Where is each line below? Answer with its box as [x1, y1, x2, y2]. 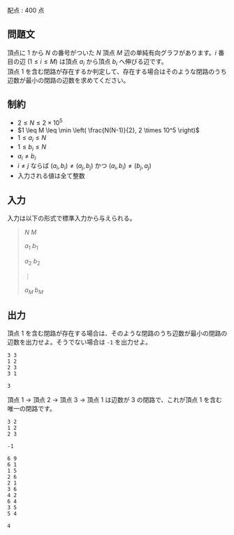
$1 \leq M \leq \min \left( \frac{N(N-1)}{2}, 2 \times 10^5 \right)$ [17, 126, 200, 134]
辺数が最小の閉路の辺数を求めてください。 [7, 76, 130, 84]
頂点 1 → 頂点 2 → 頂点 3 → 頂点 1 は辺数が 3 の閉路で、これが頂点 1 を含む [7, 396, 222, 404]
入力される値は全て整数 [17, 172, 85, 180]
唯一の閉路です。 [7, 405, 56, 413]
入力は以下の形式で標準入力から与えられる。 [7, 214, 136, 223]
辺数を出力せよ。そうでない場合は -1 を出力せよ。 [7, 338, 152, 347]
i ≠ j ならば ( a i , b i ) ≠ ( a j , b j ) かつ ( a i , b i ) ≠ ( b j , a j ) [17, 162, 152, 172]
